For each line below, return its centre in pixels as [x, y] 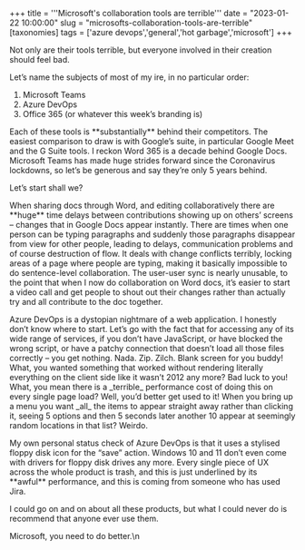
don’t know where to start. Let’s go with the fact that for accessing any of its [152, 329]
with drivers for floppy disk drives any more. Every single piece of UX [139, 462]
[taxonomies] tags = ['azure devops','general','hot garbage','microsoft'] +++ [151, 32]
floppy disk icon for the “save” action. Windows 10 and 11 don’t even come [148, 452]
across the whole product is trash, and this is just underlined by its [133, 472]
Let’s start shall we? [46, 188]
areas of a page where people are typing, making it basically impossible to [148, 263]
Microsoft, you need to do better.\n [75, 536]
